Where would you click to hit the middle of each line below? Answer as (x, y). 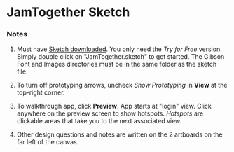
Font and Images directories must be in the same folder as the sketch (117, 64)
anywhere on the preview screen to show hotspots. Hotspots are (110, 113)
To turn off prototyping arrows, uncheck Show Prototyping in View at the (122, 85)
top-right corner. (41, 92)
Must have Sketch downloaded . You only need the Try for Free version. (119, 49)
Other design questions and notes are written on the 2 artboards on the (119, 134)
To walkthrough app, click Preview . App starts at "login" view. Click (114, 106)
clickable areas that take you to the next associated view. (99, 121)
